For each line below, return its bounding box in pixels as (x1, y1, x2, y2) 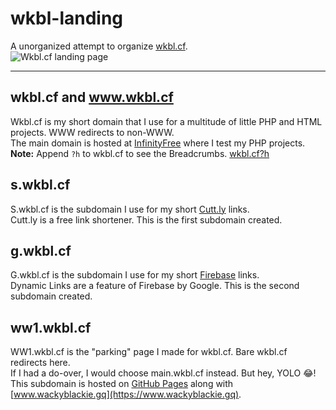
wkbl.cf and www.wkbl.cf (10, 89, 174, 106)
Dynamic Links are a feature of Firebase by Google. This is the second (10, 280, 300, 292)
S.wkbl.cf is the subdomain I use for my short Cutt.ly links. (10, 203, 250, 215)
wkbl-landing (10, 7, 124, 30)
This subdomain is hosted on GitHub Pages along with (10, 378, 234, 390)
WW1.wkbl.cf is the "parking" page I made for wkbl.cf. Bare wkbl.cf (10, 346, 288, 358)
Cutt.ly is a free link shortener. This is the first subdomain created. (10, 213, 283, 226)
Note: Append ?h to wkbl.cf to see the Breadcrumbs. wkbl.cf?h (10, 147, 270, 159)
